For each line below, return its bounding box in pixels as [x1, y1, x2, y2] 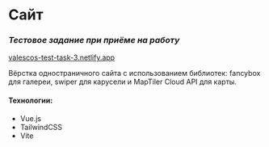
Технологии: [8, 95, 53, 106]
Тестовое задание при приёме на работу [8, 35, 180, 46]
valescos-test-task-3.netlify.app [8, 52, 116, 62]
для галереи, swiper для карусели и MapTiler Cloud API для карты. [8, 77, 237, 86]
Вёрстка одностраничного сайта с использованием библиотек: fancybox [8, 69, 261, 78]
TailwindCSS [19, 122, 63, 132]
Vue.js [19, 113, 42, 123]
